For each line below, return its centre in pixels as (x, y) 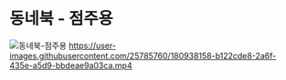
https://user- (92, 45)
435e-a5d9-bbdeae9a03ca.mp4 (71, 65)
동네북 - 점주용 (61, 19)
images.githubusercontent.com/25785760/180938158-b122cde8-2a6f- (143, 55)
